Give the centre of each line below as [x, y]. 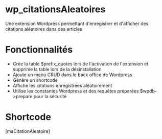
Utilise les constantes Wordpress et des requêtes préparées [76, 91]
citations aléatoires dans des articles [44, 29]
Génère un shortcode [35, 80]
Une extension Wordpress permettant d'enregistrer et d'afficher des [77, 24]
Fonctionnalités [39, 50]
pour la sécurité [50, 96]
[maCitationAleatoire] [28, 131]
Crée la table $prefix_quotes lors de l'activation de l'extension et [80, 64]
